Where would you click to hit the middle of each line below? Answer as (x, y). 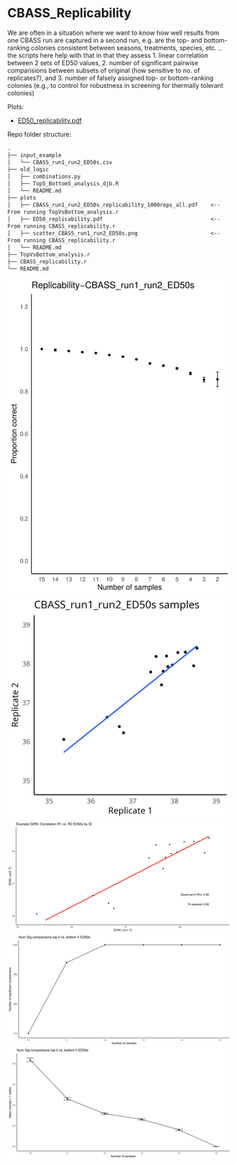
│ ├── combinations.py (44, 176)
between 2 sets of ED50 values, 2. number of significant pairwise (103, 62)
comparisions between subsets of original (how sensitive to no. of (104, 70)
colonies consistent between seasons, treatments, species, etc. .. (126, 48)
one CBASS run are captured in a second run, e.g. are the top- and (105, 40)
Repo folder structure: (39, 134)
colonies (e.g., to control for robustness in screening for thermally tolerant (115, 85)
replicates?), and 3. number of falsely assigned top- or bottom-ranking (111, 78)
